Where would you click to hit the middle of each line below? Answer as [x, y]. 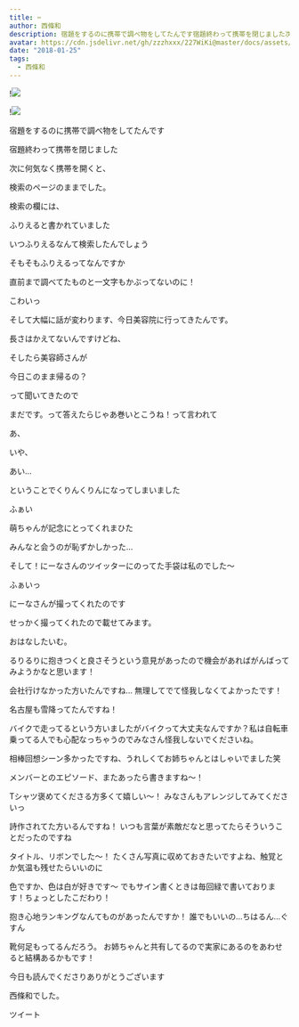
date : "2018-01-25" [45, 51]
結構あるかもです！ [60, 958]
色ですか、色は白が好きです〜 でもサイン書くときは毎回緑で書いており [139, 886]
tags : [19, 59]
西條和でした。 [36, 995]
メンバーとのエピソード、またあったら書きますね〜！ [107, 777]
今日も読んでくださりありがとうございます [87, 976]
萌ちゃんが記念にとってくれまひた [71, 527]
